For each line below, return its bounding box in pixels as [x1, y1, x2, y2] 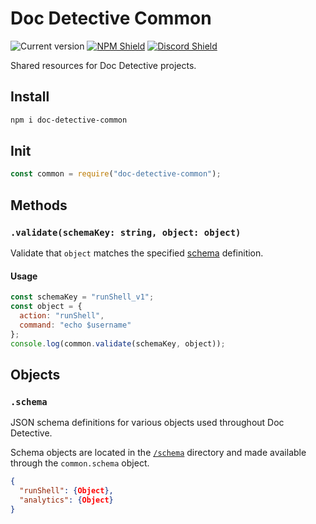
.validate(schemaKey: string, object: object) [10, 227, 242, 238]
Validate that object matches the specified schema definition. [10, 247, 264, 259]
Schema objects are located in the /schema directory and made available [10, 447, 307, 459]
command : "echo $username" [19, 320, 132, 330]
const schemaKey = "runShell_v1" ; [10, 292, 155, 302]
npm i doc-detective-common [10, 115, 128, 125]
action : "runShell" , [19, 310, 105, 321]
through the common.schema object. [10, 457, 150, 469]
